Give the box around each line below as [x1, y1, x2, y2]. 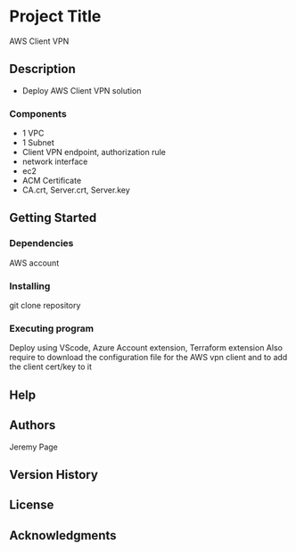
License [9, 498, 54, 513]
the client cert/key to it [9, 361, 92, 372]
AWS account [9, 257, 60, 268]
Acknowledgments [9, 528, 118, 543]
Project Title [9, 6, 102, 27]
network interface [21, 156, 88, 167]
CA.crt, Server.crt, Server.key [21, 185, 131, 195]
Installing [9, 279, 51, 292]
